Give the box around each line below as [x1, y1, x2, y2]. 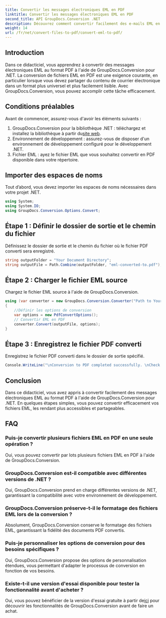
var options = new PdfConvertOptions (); [14, 312, 98, 317]
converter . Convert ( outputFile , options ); [14, 321, 100, 327]
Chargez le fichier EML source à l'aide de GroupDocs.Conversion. [5, 289, 139, 295]
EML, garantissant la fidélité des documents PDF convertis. [5, 527, 125, 533]
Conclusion [5, 376, 41, 385]
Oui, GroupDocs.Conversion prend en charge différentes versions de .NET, [5, 487, 157, 493]
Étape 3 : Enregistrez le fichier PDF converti [5, 340, 142, 348]
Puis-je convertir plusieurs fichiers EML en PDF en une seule [5, 434, 153, 441]
